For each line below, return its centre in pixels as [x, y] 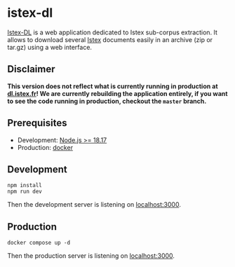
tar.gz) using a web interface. [50, 47]
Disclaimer [31, 69]
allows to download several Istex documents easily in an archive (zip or [110, 39]
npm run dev [25, 192]
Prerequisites [37, 123]
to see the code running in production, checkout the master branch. [107, 101]
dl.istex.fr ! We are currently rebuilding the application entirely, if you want [117, 93]
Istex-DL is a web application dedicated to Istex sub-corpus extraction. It [112, 32]
